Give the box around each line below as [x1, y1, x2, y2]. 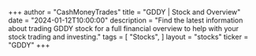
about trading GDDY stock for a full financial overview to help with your [8, 24, 239, 33]
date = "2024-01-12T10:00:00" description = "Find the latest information [8, 16, 243, 25]
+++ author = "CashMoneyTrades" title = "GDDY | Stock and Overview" [8, 8, 241, 16]
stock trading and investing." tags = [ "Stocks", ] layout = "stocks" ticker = [8, 32, 249, 41]
